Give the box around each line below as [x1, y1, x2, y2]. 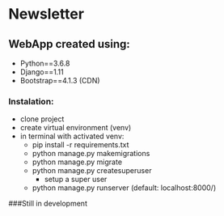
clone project [19, 114, 65, 124]
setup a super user [44, 175, 108, 184]
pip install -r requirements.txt [32, 140, 129, 150]
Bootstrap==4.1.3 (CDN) [19, 76, 100, 85]
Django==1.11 [19, 67, 64, 77]
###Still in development [8, 199, 87, 209]
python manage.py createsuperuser [32, 166, 152, 176]
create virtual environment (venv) [19, 123, 132, 133]
